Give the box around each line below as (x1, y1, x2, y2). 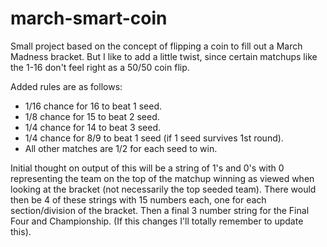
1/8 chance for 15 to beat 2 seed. (24, 110, 160, 122)
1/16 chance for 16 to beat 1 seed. (24, 100, 163, 112)
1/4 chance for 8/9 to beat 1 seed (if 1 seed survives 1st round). (24, 132, 284, 144)
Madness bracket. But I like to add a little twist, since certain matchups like (10, 50, 318, 62)
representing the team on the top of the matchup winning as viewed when (10, 172, 315, 184)
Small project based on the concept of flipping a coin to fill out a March (10, 40, 303, 52)
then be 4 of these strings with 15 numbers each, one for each (10, 193, 267, 206)
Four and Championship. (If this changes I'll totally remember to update (10, 215, 304, 227)
